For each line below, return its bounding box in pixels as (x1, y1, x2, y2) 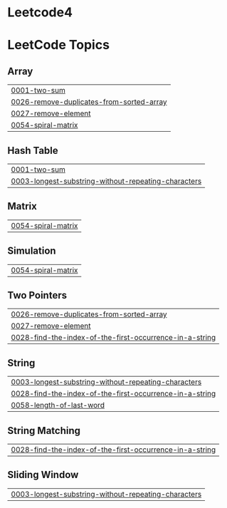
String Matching (7, 425, 80, 437)
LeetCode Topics (7, 37, 110, 53)
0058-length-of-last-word (11, 400, 105, 410)
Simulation (7, 245, 56, 257)
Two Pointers (7, 289, 68, 301)
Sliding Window (7, 469, 79, 481)
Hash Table (7, 144, 58, 157)
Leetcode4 (7, 4, 73, 21)
